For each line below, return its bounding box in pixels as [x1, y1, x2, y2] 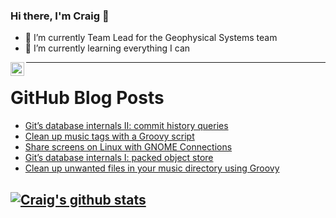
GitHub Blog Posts [10, 87, 165, 109]
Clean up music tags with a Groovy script [24, 130, 195, 143]
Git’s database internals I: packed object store [24, 152, 214, 164]
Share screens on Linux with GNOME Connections [24, 141, 233, 153]
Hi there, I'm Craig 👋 [10, 9, 110, 23]
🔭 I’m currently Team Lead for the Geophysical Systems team [24, 32, 278, 44]
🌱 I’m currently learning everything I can [24, 42, 191, 54]
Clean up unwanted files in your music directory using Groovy [24, 162, 280, 174]
